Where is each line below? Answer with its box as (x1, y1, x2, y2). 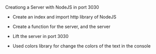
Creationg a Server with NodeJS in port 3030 (5, 4, 99, 10)
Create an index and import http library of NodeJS (12, 14, 117, 19)
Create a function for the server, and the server (12, 23, 111, 29)
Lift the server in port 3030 (12, 33, 69, 39)
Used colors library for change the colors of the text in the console (12, 43, 151, 49)
